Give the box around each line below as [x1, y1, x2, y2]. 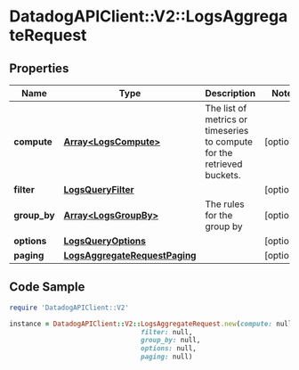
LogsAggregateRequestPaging [63, 250, 197, 261]
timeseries [204, 125, 249, 136]
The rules [204, 198, 245, 210]
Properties [9, 61, 69, 76]
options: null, [141, 344, 198, 353]
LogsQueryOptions [63, 234, 147, 247]
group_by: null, [141, 336, 201, 345]
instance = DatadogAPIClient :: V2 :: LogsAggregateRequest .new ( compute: [9, 319, 273, 328]
